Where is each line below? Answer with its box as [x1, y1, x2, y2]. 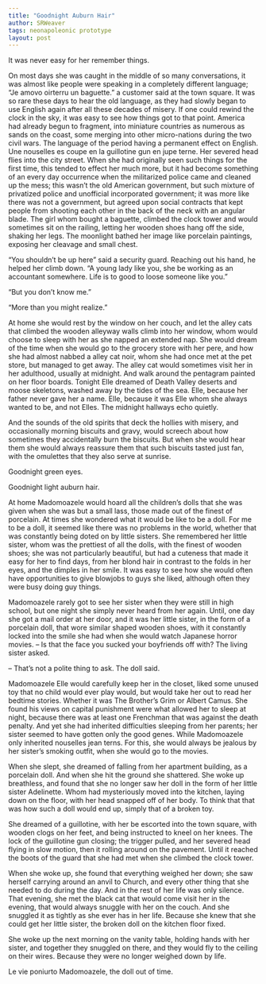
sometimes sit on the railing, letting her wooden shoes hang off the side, [8, 223, 245, 233]
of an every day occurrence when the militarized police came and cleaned [8, 172, 252, 182]
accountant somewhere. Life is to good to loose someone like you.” [8, 272, 229, 282]
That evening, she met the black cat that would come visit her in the [8, 894, 230, 904]
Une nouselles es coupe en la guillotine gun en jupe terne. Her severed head [8, 147, 259, 156]
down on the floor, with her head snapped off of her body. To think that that [8, 796, 256, 805]
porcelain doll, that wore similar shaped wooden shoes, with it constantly [8, 623, 247, 632]
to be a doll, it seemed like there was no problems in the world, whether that [8, 523, 256, 533]
